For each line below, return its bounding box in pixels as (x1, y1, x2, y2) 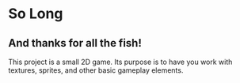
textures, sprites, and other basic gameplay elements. (8, 66, 184, 75)
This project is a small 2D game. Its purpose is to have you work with (8, 57, 233, 66)
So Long (8, 5, 63, 23)
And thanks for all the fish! (8, 36, 143, 50)
